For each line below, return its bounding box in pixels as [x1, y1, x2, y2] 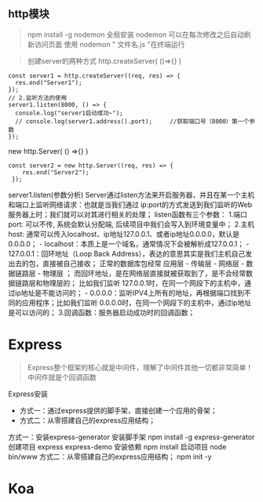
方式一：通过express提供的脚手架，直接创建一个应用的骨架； [19, 406, 217, 415]
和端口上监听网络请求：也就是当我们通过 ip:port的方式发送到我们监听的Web [8, 199, 253, 209]
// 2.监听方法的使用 [8, 93, 68, 102]
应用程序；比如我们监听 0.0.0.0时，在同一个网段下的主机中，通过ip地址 [21, 297, 252, 307]
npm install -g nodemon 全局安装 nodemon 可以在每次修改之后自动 [27, 30, 245, 39]
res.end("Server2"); [22, 168, 89, 176]
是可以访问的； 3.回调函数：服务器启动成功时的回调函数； [8, 307, 195, 317]
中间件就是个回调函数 [27, 372, 97, 382]
